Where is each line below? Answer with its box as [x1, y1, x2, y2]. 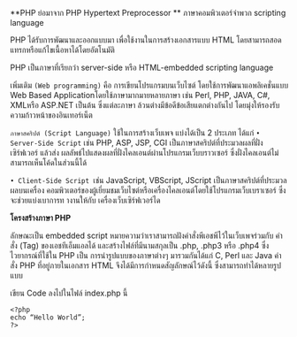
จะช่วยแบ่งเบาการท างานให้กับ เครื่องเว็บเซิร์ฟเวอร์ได [10, 195, 161, 205]
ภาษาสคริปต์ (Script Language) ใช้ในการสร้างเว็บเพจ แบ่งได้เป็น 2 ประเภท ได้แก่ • [10, 127, 261, 138]
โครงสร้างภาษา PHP [10, 212, 72, 223]
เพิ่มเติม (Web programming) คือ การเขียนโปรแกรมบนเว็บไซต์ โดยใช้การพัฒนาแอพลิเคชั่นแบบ [10, 80, 289, 90]
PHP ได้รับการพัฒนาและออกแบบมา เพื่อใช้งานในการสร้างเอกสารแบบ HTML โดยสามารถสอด [10, 34, 282, 45]
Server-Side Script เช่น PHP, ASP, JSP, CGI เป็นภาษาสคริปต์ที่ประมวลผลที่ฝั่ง [10, 137, 263, 148]
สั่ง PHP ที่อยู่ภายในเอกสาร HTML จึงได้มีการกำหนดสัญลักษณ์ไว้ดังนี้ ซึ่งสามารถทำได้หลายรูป [10, 260, 282, 271]
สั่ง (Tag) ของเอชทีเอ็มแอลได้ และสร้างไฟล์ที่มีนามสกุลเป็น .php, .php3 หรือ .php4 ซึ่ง [10, 241, 270, 250]
